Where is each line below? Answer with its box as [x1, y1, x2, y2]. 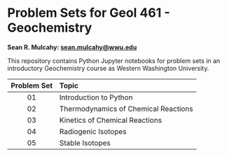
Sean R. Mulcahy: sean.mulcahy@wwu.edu [7, 43, 137, 51]
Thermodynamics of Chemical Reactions [59, 104, 194, 114]
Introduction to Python [59, 93, 133, 102]
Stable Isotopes [59, 138, 111, 148]
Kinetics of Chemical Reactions [59, 115, 163, 125]
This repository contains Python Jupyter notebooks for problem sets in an [7, 56, 221, 64]
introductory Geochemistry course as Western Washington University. [7, 64, 209, 72]
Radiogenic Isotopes [59, 126, 127, 136]
